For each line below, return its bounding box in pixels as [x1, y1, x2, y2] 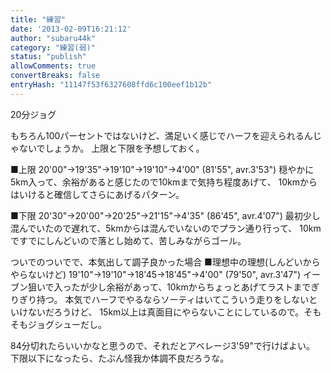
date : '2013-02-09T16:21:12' [10, 24, 132, 34]
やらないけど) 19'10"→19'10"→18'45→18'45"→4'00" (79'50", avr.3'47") [10, 268, 302, 280]
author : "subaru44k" [10, 33, 97, 43]
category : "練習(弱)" [10, 42, 96, 53]
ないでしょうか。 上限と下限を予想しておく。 [18, 142, 205, 154]
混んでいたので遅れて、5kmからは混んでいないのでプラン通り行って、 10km [10, 222, 322, 234]
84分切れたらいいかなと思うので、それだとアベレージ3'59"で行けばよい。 [10, 339, 315, 351]
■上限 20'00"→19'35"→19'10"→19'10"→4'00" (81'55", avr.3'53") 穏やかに [10, 163, 315, 175]
